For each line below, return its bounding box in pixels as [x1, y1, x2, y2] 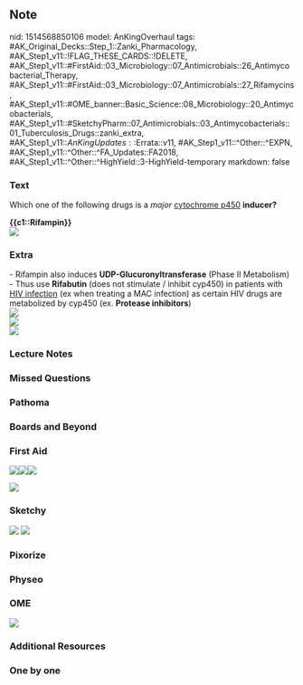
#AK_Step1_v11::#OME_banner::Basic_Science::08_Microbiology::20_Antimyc [9, 99, 294, 109]
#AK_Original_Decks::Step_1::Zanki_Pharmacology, [9, 41, 197, 52]
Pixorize [9, 548, 47, 561]
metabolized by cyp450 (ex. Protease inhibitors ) [9, 298, 192, 309]
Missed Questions [9, 372, 91, 385]
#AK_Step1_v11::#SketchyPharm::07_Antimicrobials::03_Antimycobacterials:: [9, 118, 290, 128]
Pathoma [9, 396, 50, 409]
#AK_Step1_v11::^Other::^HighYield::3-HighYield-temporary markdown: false [9, 156, 290, 166]
